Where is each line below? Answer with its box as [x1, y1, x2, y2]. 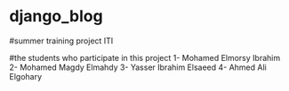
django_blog [9, 6, 104, 27]
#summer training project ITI [9, 35, 114, 46]
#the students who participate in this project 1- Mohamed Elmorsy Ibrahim [9, 52, 281, 63]
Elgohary [9, 71, 43, 81]
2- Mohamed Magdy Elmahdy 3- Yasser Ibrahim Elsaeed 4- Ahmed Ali [9, 62, 267, 72]
